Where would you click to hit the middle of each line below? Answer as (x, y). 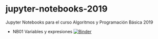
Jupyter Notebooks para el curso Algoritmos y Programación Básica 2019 (79, 22)
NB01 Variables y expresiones (42, 31)
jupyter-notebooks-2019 (57, 9)
